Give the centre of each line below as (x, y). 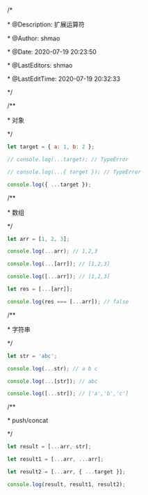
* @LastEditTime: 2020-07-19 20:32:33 (64, 79)
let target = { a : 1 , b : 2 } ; (51, 147)
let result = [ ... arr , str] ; (49, 447)
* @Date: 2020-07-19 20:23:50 (52, 52)
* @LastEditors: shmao (40, 65)
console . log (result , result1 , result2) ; (67, 484)
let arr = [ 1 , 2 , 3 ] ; (39, 239)
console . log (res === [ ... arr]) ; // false (68, 301)
